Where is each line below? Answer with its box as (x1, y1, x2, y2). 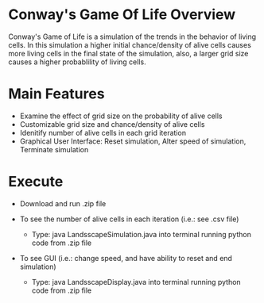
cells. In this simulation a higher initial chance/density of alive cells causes (8, 40, 252, 49)
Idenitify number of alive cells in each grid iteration (19, 128, 187, 137)
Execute (8, 173, 64, 191)
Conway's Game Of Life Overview (8, 6, 236, 24)
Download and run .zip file (19, 198, 107, 208)
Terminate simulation (19, 144, 89, 154)
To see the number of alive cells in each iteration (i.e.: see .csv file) (19, 214, 239, 224)
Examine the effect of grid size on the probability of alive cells (19, 111, 223, 121)
